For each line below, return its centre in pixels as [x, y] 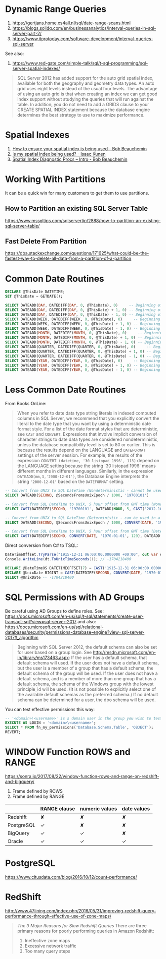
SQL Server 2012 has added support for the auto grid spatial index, [85, 78]
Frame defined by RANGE [38, 796]
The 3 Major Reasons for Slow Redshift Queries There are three [82, 925]
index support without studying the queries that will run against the [85, 99]
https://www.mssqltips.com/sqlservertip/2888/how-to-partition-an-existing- [83, 220]
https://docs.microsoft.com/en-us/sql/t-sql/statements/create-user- [75, 616]
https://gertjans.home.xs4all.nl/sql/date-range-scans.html [71, 23]
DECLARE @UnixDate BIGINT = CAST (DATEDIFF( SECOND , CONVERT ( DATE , [74, 573]
